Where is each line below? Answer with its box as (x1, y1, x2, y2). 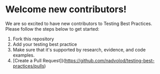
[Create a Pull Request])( (12, 57, 65, 63)
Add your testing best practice (12, 41, 77, 47)
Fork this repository (12, 36, 54, 42)
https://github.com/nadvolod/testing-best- (65, 57, 155, 63)
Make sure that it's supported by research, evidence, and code (12, 46, 146, 53)
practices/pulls (12, 63, 45, 69)
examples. (12, 52, 35, 58)
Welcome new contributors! (5, 4, 127, 15)
